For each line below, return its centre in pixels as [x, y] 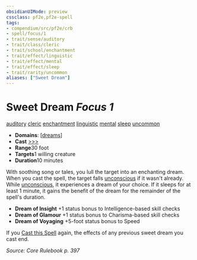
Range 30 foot [32, 148]
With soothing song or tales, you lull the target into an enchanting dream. [95, 172]
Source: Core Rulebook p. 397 [43, 251]
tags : [13, 23]
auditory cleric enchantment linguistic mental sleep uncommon [83, 124]
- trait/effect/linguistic [39, 56]
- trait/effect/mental [34, 61]
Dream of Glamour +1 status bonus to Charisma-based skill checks [97, 215]
